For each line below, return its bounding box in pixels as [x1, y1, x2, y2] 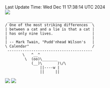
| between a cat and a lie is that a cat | [5, 27, 95, 32]
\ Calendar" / [5, 44, 95, 49]
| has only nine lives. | [5, 31, 95, 36]
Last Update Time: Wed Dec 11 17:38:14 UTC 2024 [5, 4, 106, 10]
